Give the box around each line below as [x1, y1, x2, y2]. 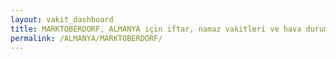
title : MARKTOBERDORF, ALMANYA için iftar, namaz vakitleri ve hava [10, 24, 302, 34]
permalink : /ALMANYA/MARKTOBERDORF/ [10, 33, 163, 43]
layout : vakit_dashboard [10, 14, 114, 25]
